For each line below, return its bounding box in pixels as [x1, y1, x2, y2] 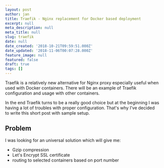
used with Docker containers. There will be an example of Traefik [5, 85, 137, 91]
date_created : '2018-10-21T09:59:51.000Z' [5, 44, 93, 48]
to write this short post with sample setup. [5, 110, 90, 116]
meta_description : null [5, 25, 54, 30]
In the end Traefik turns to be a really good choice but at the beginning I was [5, 100, 160, 105]
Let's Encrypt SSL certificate [12, 152, 70, 158]
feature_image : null [5, 52, 47, 58]
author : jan [5, 12, 29, 17]
